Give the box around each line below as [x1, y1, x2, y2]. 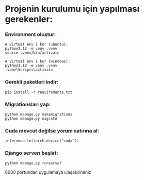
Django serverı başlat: [5, 149, 58, 156]
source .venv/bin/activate [5, 50, 60, 55]
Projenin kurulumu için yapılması [5, 3, 140, 15]
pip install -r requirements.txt [5, 90, 73, 95]
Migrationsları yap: [5, 101, 51, 108]
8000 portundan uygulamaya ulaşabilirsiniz [5, 169, 91, 175]
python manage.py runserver [5, 161, 62, 165]
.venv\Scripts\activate [5, 67, 53, 72]
